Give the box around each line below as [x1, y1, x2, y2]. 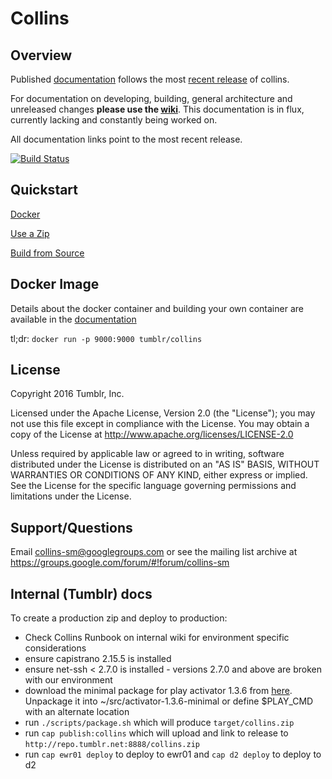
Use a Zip [10, 227, 50, 239]
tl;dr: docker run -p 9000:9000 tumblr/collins [10, 332, 203, 344]
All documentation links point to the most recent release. [10, 133, 243, 145]
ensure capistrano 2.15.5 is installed [24, 653, 172, 665]
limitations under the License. [10, 490, 132, 502]
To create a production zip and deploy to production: [10, 612, 228, 624]
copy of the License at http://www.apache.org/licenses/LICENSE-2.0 [10, 428, 294, 441]
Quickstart [10, 182, 79, 199]
